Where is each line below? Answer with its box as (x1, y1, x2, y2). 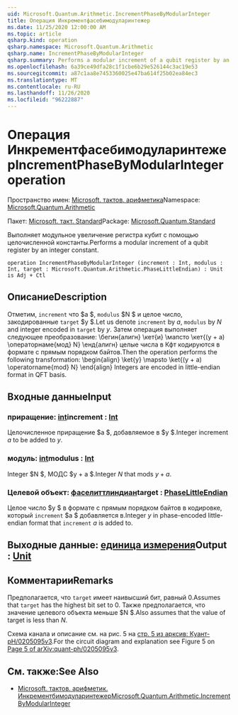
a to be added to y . (7, 436, 63, 444)
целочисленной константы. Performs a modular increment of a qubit (7, 238, 209, 246)
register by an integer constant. (7, 246, 99, 254)
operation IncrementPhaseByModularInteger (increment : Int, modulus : (7, 259, 223, 266)
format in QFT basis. (7, 370, 67, 378)
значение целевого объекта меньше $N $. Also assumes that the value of (7, 608, 226, 617)
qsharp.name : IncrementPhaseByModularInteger (7, 50, 144, 58)
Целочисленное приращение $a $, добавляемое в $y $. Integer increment (7, 428, 229, 437)
